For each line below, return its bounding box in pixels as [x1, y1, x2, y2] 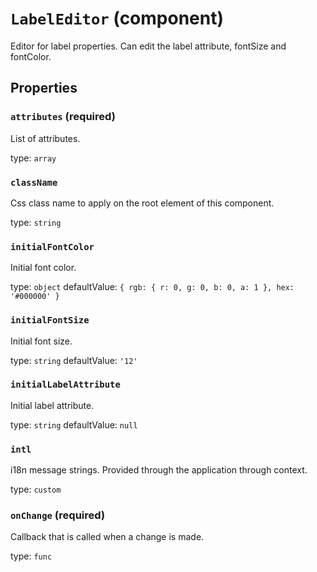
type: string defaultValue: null [10, 418, 138, 431]
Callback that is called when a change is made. [10, 531, 205, 543]
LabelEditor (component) [10, 7, 225, 30]
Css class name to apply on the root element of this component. [10, 197, 275, 209]
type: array [10, 152, 57, 164]
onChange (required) [10, 508, 106, 522]
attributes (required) [10, 110, 116, 124]
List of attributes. [10, 132, 81, 144]
